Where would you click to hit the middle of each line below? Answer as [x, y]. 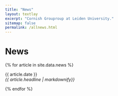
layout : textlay [21, 14]
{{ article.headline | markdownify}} [40, 80]
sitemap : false [20, 23]
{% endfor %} [19, 89]
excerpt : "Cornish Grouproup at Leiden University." [59, 18]
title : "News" [19, 9]
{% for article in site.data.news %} [39, 65]
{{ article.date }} [21, 74]
